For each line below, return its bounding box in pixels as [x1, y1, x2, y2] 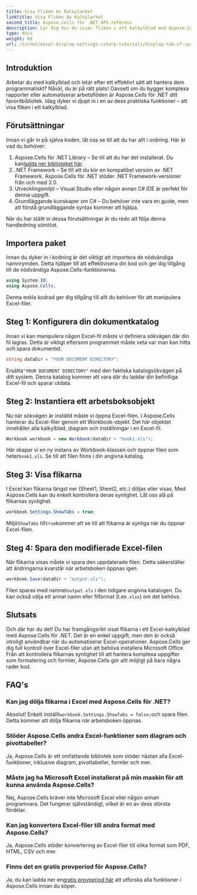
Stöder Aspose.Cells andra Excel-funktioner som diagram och [6, 732, 186, 740]
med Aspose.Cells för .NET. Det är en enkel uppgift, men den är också [6, 631, 175, 639]
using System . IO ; [6, 278, 49, 283]
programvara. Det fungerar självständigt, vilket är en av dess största [6, 800, 171, 807]
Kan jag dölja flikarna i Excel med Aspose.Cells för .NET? [6, 697, 171, 705]
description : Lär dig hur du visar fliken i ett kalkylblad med [6, 25, 167, 31]
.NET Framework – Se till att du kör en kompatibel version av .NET [14, 166, 174, 173]
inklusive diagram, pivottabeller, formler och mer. [33, 758, 152, 766]
